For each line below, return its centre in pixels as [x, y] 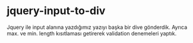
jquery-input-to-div [56, 11]
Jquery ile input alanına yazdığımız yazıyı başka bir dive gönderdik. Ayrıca [97, 27]
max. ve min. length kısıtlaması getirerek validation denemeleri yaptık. [92, 33]
